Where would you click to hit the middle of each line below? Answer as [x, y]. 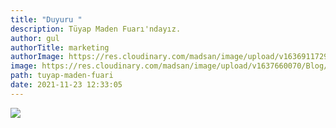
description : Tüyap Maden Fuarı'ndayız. [96, 29]
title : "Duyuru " [46, 19]
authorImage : [37, 57]
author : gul [35, 38]
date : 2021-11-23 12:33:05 [66, 85]
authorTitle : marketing [60, 47]
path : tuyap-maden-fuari [62, 76]
